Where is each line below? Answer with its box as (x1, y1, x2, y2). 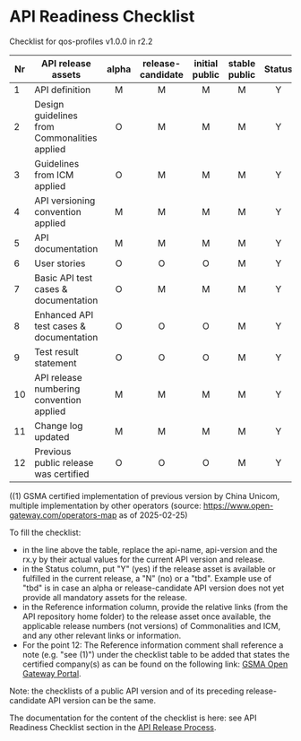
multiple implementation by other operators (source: (9, 500, 202, 511)
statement (34, 357, 77, 369)
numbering (34, 383, 81, 395)
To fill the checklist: (9, 527, 82, 538)
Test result (34, 345, 79, 358)
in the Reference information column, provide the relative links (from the (21, 601, 288, 612)
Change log (34, 419, 83, 432)
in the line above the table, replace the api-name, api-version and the (21, 544, 278, 555)
